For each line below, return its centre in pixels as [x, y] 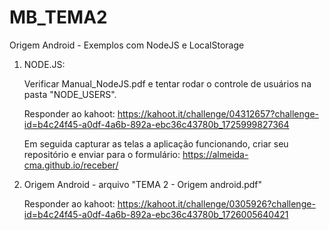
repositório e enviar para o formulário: [102, 154]
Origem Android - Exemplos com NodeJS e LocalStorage [127, 45]
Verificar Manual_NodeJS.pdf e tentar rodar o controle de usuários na [167, 83]
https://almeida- [215, 154]
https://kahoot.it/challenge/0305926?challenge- [216, 203]
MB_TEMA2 [58, 17]
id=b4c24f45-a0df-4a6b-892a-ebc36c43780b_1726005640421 [156, 214]
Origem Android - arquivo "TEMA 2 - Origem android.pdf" [143, 184]
